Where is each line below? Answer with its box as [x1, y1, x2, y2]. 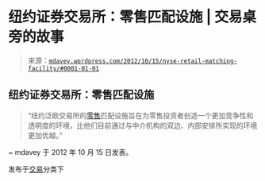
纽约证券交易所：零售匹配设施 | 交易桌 [8, 8, 256, 26]
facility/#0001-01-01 [27, 64, 99, 72]
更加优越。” [27, 130, 63, 140]
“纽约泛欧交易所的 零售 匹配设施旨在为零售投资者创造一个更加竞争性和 [27, 110, 254, 120]
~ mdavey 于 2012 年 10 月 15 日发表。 [8, 147, 133, 156]
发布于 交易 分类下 [8, 164, 64, 174]
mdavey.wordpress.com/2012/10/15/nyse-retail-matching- [48, 57, 238, 65]
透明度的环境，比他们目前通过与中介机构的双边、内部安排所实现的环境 [27, 121, 258, 130]
